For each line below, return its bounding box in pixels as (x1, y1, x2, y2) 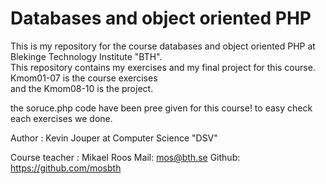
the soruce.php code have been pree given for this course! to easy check (10, 102, 313, 114)
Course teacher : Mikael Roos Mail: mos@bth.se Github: (10, 151, 241, 163)
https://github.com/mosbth (10, 162, 122, 174)
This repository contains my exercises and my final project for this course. (10, 61, 316, 73)
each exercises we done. (10, 112, 113, 124)
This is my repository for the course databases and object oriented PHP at (10, 40, 316, 52)
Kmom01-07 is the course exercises (10, 72, 158, 84)
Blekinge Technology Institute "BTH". (10, 50, 163, 62)
